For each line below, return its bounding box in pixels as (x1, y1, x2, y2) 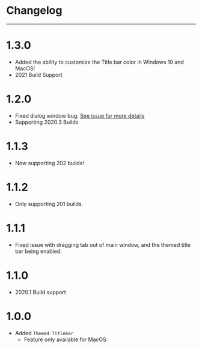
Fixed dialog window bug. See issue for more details (14, 112, 145, 119)
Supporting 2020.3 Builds (14, 118, 79, 126)
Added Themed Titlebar (14, 329, 74, 336)
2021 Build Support (14, 71, 63, 78)
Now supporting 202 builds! (14, 159, 84, 166)
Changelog (6, 4, 63, 17)
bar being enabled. (14, 247, 62, 255)
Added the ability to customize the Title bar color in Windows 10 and (14, 58, 185, 65)
